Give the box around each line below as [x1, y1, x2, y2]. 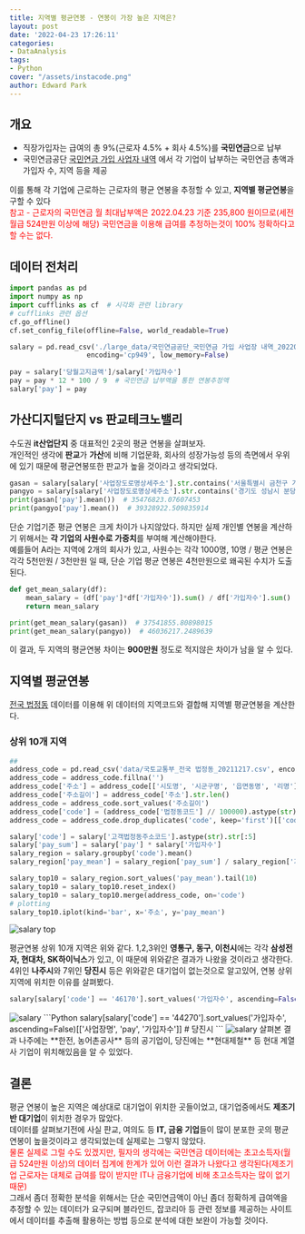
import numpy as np [9, 292, 84, 301]
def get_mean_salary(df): [9, 585, 107, 595]
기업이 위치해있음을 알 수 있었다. [18, 1046, 133, 1058]
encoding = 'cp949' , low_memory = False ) [86, 350, 230, 360]
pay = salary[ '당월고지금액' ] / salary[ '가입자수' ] [9, 368, 182, 377]
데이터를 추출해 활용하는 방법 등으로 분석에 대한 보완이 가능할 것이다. [25, 1215, 269, 1226]
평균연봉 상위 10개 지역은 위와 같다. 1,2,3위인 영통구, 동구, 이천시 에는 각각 [9, 943, 270, 953]
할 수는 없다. [9, 230, 54, 241]
